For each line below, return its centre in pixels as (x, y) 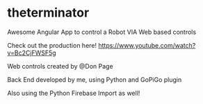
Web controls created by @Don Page (60, 66)
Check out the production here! (52, 45)
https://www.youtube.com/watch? (147, 45)
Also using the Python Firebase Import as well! (74, 93)
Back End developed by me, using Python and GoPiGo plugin (95, 79)
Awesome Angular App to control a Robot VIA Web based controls (102, 32)
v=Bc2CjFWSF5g (32, 53)
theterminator (48, 13)
